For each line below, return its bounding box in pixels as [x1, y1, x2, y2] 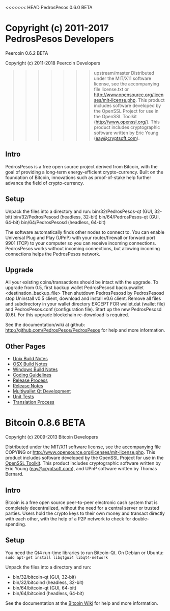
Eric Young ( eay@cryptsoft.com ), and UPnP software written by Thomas [5, 466, 157, 472]
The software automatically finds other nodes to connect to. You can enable [5, 229, 164, 235]
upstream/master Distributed [94, 70, 154, 76]
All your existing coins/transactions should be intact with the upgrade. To [5, 279, 159, 286]
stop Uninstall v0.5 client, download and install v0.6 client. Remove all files [5, 295, 161, 301]
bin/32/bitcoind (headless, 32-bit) [12, 579, 84, 585]
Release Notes [12, 383, 43, 389]
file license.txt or [94, 86, 129, 92]
